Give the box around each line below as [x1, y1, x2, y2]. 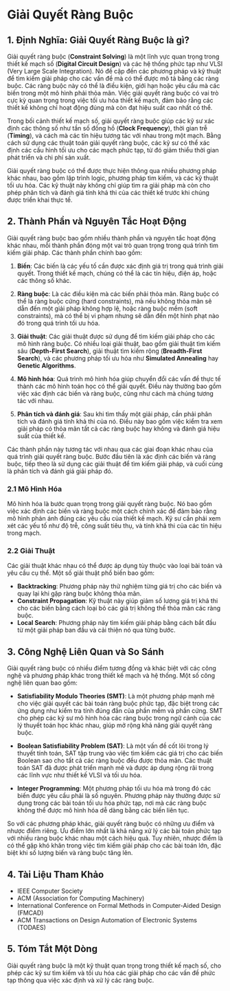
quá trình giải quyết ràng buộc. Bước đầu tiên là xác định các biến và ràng [7, 452, 216, 460]
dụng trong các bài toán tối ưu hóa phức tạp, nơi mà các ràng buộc [16, 799, 207, 807]
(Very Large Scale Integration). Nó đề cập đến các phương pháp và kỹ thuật [7, 67, 222, 75]
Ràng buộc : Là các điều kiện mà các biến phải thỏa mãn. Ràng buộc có [16, 289, 220, 298]
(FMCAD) [16, 909, 44, 917]
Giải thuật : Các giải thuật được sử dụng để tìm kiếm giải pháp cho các [16, 332, 215, 340]
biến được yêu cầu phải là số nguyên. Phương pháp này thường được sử [16, 792, 221, 800]
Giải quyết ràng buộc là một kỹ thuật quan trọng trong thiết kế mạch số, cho [7, 961, 222, 970]
